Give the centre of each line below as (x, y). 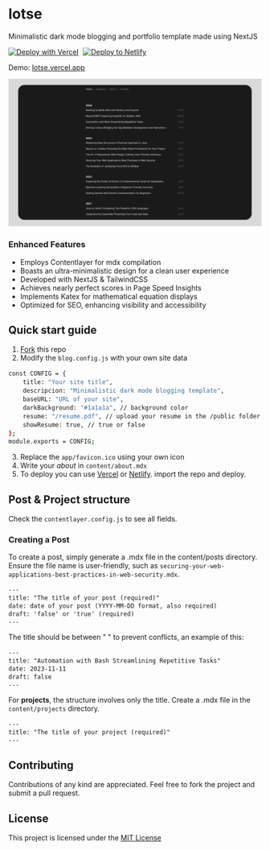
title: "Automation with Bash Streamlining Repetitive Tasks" (115, 661)
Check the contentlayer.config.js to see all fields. (93, 519)
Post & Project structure (70, 499)
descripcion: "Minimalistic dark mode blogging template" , (124, 391)
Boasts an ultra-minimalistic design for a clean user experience (125, 270)
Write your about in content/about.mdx (83, 466)
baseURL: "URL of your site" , (74, 399)
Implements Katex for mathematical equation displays (109, 296)
